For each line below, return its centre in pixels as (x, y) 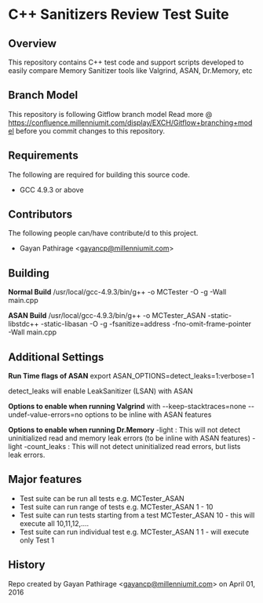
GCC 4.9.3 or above (51, 189)
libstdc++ (24, 324)
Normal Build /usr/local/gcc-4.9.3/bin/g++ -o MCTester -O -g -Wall (117, 292)
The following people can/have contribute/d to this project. (103, 233)
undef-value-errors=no (46, 415)
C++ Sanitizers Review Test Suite (119, 15)
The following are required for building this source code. (99, 174)
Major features (45, 479)
